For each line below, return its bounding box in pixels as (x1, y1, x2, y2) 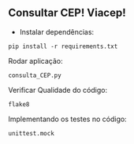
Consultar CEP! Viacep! (8, 6, 126, 20)
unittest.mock (8, 129, 55, 137)
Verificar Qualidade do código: (8, 85, 108, 94)
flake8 (8, 100, 30, 109)
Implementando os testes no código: (8, 114, 128, 124)
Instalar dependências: (19, 27, 95, 36)
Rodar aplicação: (8, 56, 63, 65)
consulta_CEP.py (8, 71, 61, 79)
